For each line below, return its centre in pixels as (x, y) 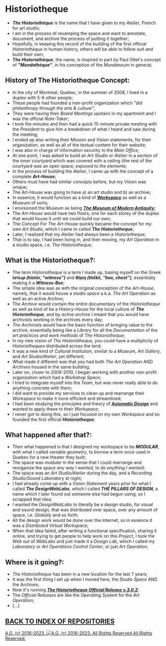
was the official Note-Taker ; (41, 118)
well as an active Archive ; (38, 298)
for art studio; (26, 28)
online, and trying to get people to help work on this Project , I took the (83, 536)
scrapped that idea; (32, 499)
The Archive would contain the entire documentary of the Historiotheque (86, 304)
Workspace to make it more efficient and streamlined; (67, 398)
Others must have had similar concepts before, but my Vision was (79, 182)
